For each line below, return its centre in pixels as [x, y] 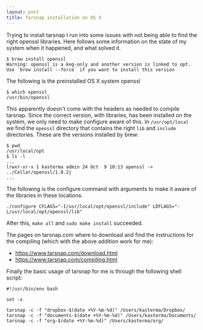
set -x [15, 299]
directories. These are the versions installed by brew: [73, 134]
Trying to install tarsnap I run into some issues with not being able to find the [102, 35]
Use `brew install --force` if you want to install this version [90, 70]
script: [14, 278]
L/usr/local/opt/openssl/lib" [45, 211]
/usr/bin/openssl [28, 97]
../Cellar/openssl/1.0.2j [39, 172]
